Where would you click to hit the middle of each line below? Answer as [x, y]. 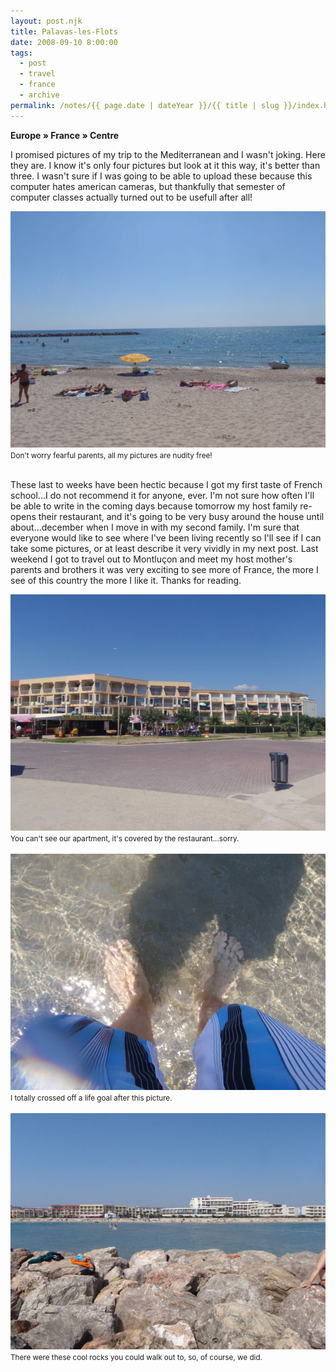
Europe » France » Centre [65, 135]
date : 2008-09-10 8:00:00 [64, 42]
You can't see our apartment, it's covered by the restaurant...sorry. [125, 838]
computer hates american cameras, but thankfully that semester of [148, 186]
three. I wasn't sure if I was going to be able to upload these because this [161, 176]
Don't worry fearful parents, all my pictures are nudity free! [111, 455]
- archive [39, 95]
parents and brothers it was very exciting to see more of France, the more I [164, 569]
